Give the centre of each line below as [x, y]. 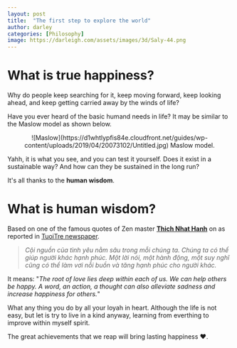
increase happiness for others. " [54, 294]
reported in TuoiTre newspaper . [53, 236]
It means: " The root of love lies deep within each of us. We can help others [117, 279]
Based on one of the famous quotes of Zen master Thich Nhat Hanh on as [116, 229]
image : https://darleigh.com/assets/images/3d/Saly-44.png [97, 40]
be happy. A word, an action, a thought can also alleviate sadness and [111, 286]
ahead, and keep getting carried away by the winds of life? [93, 103]
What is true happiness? [81, 76]
